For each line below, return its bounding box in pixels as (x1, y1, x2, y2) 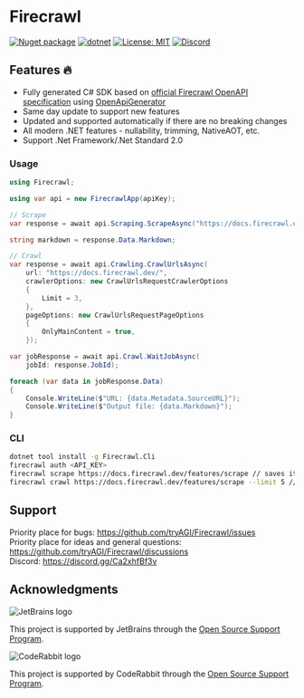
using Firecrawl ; (9, 178, 75, 187)
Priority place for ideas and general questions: (9, 536, 183, 547)
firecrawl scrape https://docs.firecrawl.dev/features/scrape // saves (9, 469, 285, 479)
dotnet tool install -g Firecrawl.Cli (9, 453, 156, 462)
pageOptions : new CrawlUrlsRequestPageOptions (25, 311, 204, 320)
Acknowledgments (9, 582, 119, 598)
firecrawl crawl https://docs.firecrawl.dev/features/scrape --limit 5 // (9, 478, 298, 487)
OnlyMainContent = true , (42, 328, 136, 337)
